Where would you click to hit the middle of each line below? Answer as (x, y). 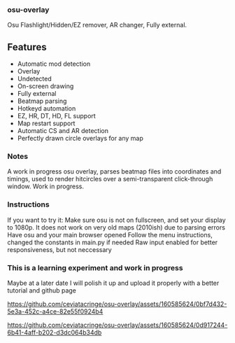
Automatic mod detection (54, 64)
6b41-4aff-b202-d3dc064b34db (55, 332)
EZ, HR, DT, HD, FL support (56, 116)
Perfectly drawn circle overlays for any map (80, 139)
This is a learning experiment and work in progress (95, 267)
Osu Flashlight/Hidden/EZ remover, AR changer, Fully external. (97, 25)
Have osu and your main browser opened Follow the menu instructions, (110, 234)
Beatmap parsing (42, 101)
